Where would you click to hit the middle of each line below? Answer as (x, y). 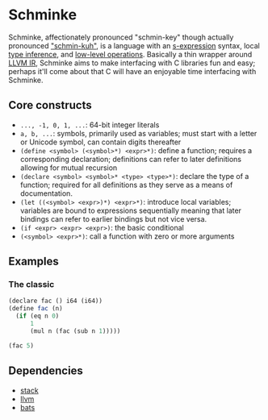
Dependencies (46, 371)
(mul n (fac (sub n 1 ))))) (75, 331)
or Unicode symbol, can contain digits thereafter (100, 142)
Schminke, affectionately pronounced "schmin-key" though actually (121, 37)
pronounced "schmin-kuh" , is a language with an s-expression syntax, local (134, 45)
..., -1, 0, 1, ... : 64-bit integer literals (90, 125)
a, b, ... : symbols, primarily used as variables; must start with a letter (138, 133)
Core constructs (50, 105)
